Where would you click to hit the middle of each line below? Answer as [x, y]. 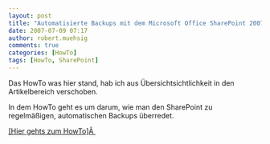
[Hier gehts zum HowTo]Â [51, 131]
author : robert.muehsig [48, 38]
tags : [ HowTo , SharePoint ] [53, 61]
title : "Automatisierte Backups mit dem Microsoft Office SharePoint [127, 23]
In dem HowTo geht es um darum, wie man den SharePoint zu [110, 107]
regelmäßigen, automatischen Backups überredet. [91, 115]
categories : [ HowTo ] [43, 53]
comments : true [34, 46]
